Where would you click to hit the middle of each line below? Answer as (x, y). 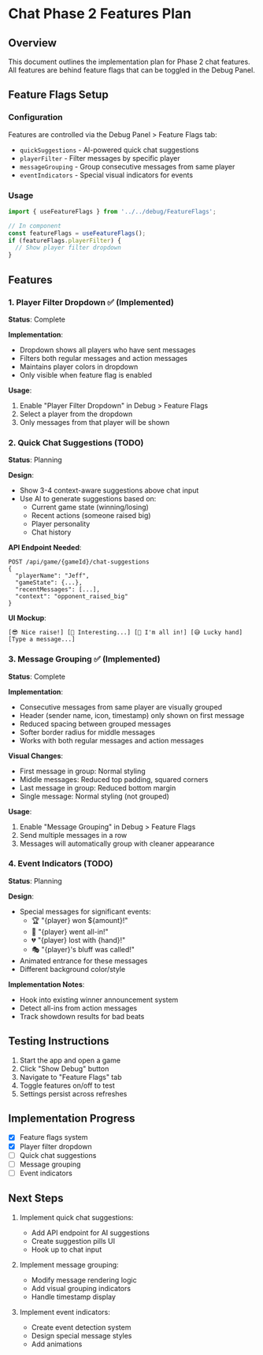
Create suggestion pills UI (73, 1241)
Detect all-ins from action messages (78, 1008)
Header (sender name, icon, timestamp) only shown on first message (132, 715)
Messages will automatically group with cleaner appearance (117, 843)
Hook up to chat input (67, 1249)
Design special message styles (81, 1335)
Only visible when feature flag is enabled (85, 374)
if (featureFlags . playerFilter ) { (65, 240)
